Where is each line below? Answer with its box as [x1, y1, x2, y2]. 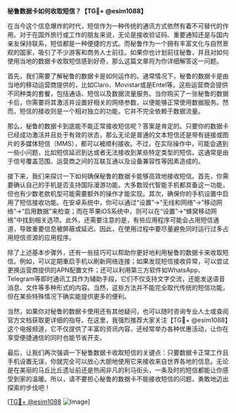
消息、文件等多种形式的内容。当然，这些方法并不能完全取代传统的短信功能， [7, 284, 229, 291]
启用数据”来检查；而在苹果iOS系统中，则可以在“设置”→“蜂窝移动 [24, 207, 211, 215]
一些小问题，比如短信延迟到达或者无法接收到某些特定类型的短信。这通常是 [7, 148, 223, 157]
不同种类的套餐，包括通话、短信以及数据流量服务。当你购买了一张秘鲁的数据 [7, 89, 229, 98]
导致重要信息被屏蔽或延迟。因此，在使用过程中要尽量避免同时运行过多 [19, 225, 223, 232]
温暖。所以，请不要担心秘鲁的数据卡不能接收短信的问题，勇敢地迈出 [31, 375, 229, 383]
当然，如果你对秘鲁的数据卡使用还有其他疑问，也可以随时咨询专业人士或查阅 [7, 307, 229, 315]
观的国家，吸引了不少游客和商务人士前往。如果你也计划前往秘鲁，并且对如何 [7, 48, 229, 56]
